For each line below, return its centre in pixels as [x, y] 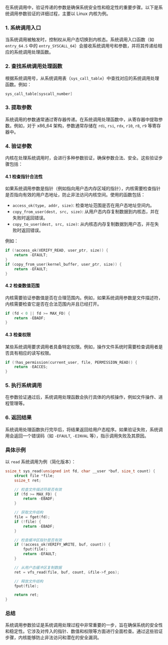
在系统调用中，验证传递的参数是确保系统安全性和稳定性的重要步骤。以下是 [82, 7]
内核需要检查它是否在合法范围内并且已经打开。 [53, 304]
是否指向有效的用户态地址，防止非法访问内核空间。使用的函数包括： [75, 195]
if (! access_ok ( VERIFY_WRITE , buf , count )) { [62, 545]
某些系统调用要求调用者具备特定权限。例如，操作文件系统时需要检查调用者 [82, 347]
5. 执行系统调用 [23, 385]
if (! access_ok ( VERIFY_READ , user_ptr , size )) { [57, 251]
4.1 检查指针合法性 [24, 176]
